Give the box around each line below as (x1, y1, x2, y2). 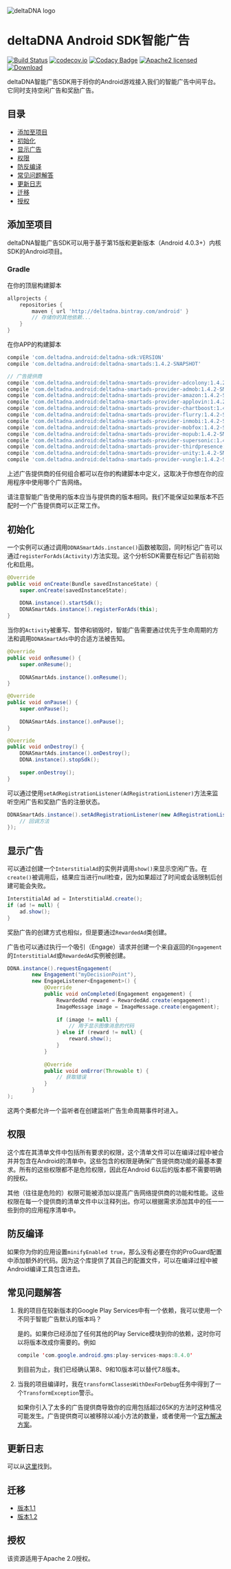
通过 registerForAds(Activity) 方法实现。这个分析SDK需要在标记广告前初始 (7, 551, 220, 560)
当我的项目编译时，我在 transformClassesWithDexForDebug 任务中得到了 (16, 1380, 215, 1388)
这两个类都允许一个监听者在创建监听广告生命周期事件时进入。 (7, 1106, 182, 1114)
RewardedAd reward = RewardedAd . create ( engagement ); (56, 996, 211, 1004)
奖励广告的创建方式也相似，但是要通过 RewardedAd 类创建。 (7, 927, 170, 936)
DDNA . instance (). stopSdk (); (19, 757, 100, 763)
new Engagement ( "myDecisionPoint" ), (32, 972, 137, 978)
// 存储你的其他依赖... (32, 314, 91, 321)
